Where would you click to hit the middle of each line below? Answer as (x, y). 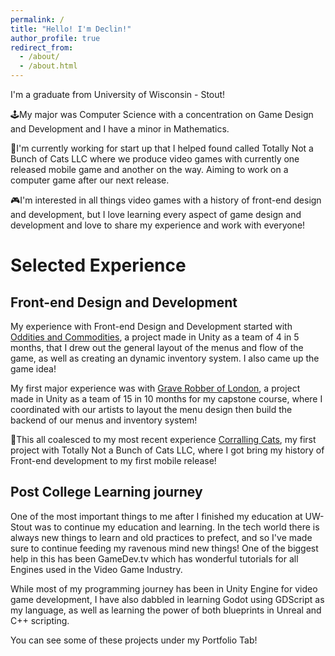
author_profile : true (55, 38)
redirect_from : (42, 47)
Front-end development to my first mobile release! (113, 460)
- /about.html (48, 66)
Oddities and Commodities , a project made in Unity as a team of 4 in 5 (155, 337)
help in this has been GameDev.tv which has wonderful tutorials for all (154, 558)
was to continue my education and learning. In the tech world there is (177, 527)
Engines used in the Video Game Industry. (96, 569)
